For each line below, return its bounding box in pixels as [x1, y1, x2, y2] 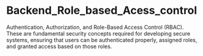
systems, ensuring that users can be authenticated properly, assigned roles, [6, 36, 198, 43]
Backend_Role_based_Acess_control [6, 4, 198, 17]
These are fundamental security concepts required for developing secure [6, 30, 191, 37]
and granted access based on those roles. [6, 43, 112, 50]
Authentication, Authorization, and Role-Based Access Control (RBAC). [6, 23, 184, 31]
